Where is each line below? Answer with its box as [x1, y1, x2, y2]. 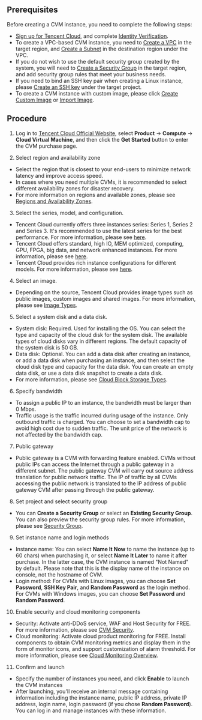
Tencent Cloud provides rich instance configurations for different [15, 259, 176, 266]
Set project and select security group [15, 498, 107, 505]
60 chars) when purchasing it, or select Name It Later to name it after [15, 552, 188, 559]
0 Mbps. [15, 405, 37, 413]
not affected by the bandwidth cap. [15, 431, 103, 438]
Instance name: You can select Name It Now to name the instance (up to [15, 545, 195, 552]
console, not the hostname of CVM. [15, 570, 104, 578]
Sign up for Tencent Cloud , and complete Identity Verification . [15, 32, 168, 40]
